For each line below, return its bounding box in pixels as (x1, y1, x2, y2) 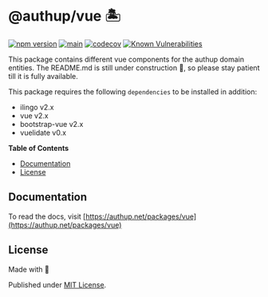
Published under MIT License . (8, 279, 107, 289)
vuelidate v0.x (19, 128, 66, 137)
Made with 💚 (8, 264, 50, 274)
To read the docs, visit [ (8, 212, 86, 221)
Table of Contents (8, 143, 69, 152)
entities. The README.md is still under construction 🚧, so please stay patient (8, 62, 260, 73)
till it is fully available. (8, 71, 78, 81)
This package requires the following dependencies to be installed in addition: (8, 86, 258, 97)
